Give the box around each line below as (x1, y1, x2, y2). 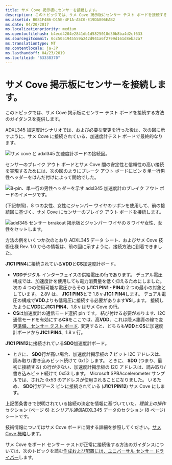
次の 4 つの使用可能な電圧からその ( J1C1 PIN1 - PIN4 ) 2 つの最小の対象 (12, 285, 162, 291)
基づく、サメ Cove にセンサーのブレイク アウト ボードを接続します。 (18, 209, 164, 215)
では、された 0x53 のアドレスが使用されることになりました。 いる (17, 377, 157, 383)
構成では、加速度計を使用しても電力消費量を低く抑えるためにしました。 (12, 278, 165, 285)
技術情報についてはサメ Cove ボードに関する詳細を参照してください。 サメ (5, 424, 162, 431)
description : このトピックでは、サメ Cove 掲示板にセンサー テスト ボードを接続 (5, 12, 160, 17)
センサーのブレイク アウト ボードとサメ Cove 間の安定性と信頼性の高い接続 (5, 161, 164, 168)
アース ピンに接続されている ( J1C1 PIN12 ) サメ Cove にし (41, 383, 161, 390)
